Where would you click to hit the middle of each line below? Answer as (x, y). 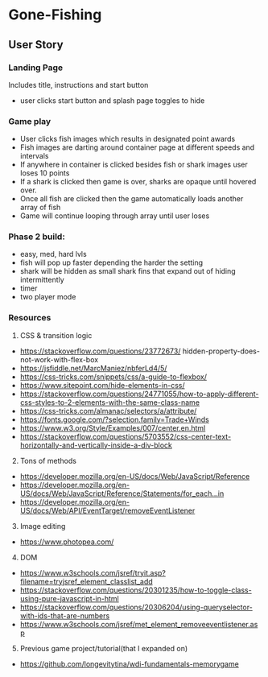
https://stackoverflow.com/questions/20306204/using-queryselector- (136, 607)
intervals (34, 156)
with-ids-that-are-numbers (65, 615)
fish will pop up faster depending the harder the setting (111, 262)
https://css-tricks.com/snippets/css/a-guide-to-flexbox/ (113, 377)
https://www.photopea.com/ (67, 542)
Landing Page (36, 68)
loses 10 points (45, 173)
